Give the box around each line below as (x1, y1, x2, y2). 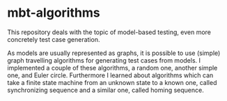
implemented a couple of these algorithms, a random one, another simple (7, 63, 218, 72)
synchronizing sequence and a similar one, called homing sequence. (7, 86, 204, 94)
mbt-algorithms (7, 5, 100, 21)
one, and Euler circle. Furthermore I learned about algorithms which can (7, 71, 214, 79)
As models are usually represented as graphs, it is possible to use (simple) (7, 49, 221, 57)
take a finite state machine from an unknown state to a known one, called (7, 78, 217, 86)
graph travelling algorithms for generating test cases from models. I (7, 56, 201, 64)
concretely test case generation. (7, 35, 100, 43)
